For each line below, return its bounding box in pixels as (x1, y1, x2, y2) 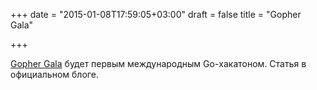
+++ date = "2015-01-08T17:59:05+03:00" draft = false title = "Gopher (10, 9, 302, 20)
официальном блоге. (10, 69, 99, 80)
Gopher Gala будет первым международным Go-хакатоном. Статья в (10, 58, 307, 69)
